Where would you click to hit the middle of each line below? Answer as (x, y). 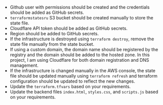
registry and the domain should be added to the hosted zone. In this (80, 55)
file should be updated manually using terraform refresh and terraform (83, 76)
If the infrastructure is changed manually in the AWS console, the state (83, 71)
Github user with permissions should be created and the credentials (80, 7)
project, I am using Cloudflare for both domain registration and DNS (79, 60)
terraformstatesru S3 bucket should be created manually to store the (81, 18)
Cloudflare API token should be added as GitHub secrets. (69, 28)
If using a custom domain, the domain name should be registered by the (84, 50)
